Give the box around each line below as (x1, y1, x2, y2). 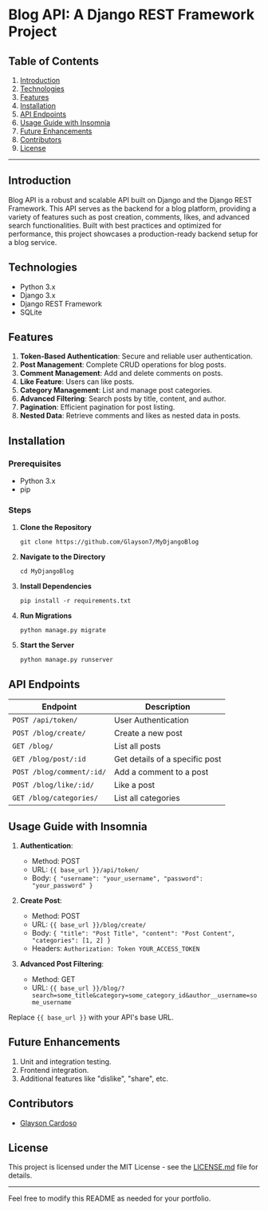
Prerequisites (8, 457, 61, 469)
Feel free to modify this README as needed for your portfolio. (8, 1193, 211, 1203)
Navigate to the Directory (19, 552, 106, 562)
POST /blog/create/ (12, 729, 86, 738)
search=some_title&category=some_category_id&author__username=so (31, 991, 258, 999)
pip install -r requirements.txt (19, 597, 132, 605)
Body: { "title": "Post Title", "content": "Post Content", (31, 928, 235, 938)
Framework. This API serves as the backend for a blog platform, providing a (8, 204, 257, 213)
